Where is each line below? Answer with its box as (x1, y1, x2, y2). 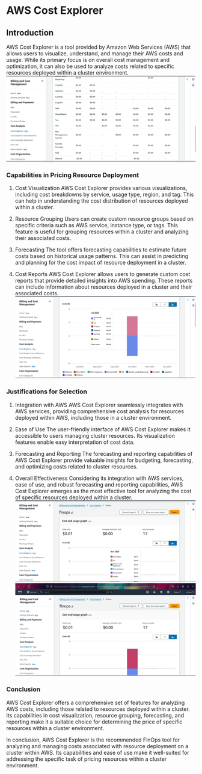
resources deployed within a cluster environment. (6, 69, 129, 76)
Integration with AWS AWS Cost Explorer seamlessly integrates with (14, 401, 183, 408)
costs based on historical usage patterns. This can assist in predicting (14, 253, 189, 260)
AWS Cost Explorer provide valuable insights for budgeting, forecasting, (14, 456, 194, 464)
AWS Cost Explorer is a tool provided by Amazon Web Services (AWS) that (6, 43, 191, 51)
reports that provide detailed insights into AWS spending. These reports (14, 277, 193, 284)
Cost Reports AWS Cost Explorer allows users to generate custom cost (14, 271, 191, 278)
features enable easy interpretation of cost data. (14, 438, 135, 446)
